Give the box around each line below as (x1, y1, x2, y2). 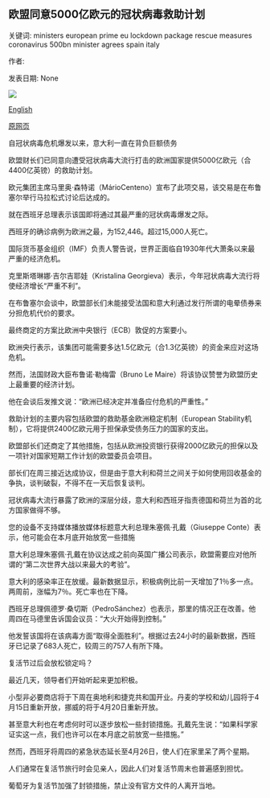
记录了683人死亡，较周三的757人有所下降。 (22, 640, 168, 650)
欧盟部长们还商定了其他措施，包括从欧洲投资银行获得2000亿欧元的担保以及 (8, 441, 259, 450)
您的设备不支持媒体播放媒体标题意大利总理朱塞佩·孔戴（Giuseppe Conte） (8, 522, 255, 532)
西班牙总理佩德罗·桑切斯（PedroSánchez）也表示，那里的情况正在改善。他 (8, 603, 256, 613)
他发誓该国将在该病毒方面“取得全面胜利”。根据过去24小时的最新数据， (8, 631, 242, 640)
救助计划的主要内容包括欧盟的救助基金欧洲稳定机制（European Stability (8, 413, 245, 423)
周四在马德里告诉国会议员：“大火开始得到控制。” (8, 614, 166, 623)
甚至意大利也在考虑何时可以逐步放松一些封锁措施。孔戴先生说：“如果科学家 (8, 719, 259, 729)
